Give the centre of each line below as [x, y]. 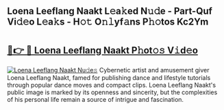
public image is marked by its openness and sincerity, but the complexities [112, 92]
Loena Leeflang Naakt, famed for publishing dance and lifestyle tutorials [109, 78]
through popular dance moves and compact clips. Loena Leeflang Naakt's [112, 85]
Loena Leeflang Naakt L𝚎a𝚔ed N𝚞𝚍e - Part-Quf [110, 11]
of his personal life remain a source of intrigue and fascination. [95, 99]
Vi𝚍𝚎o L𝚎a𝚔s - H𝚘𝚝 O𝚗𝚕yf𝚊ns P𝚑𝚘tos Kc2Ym [108, 22]
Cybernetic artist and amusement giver [154, 70]
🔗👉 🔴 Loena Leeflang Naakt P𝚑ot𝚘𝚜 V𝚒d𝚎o [103, 50]
